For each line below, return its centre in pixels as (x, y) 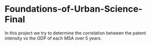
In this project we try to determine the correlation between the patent (75, 33)
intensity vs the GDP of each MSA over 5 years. (53, 38)
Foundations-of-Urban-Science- (74, 9)
